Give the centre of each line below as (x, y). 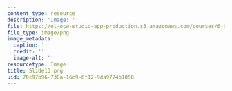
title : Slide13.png (35, 70)
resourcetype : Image (37, 64)
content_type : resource (41, 13)
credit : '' (29, 52)
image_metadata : (30, 39)
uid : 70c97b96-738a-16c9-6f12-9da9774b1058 (71, 77)
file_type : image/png (38, 32)
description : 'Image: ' (41, 20)
